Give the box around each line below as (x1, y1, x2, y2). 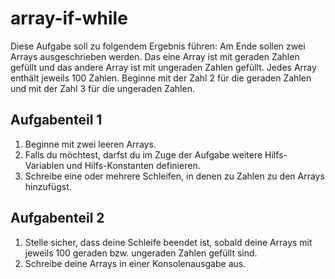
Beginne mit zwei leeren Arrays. (24, 138, 157, 150)
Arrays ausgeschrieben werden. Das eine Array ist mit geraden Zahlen (10, 50, 300, 62)
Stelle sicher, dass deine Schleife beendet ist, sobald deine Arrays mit (24, 236, 313, 248)
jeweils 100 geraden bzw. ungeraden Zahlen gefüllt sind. (24, 247, 258, 259)
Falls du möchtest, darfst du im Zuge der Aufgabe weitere (24, 148, 263, 161)
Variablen (24, 159, 65, 171)
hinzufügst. (24, 180, 72, 192)
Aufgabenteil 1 (10, 112, 103, 129)
